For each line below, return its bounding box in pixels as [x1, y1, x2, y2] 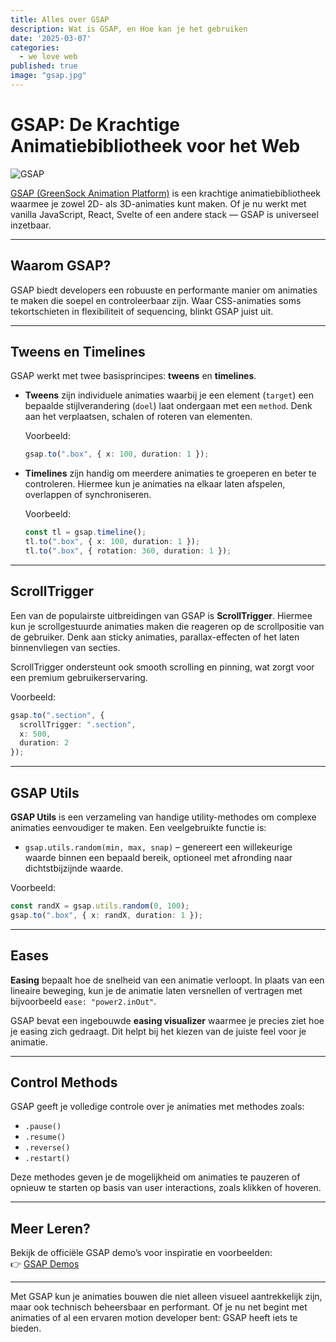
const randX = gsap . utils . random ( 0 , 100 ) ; [10, 901, 190, 911]
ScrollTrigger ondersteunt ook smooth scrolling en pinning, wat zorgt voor [10, 661, 315, 673]
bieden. [10, 1322, 42, 1335]
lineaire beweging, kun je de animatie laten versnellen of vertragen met [10, 984, 303, 996]
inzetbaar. [10, 219, 52, 231]
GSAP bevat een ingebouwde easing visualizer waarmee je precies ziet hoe [10, 1014, 325, 1026]
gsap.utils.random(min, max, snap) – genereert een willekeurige [24, 841, 293, 853]
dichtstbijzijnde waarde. [24, 862, 124, 874]
